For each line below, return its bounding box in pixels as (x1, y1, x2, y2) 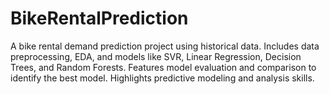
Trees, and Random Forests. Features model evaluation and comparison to (10, 61, 317, 73)
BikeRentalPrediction (10, 7, 189, 30)
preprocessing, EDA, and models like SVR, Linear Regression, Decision (10, 50, 302, 62)
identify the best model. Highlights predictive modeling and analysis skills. (10, 72, 315, 84)
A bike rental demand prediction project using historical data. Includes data (10, 40, 320, 52)
